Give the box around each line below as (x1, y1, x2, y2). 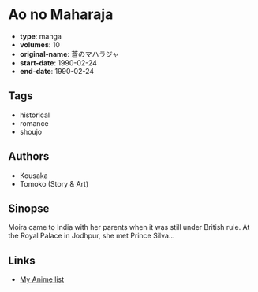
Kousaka (19, 171, 49, 180)
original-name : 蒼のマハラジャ (19, 49, 120, 58)
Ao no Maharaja (8, 6, 114, 24)
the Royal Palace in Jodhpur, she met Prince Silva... (8, 231, 175, 241)
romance (19, 118, 49, 128)
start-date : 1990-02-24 (19, 57, 97, 68)
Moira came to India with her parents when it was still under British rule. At (8, 223, 250, 232)
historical (19, 110, 50, 120)
